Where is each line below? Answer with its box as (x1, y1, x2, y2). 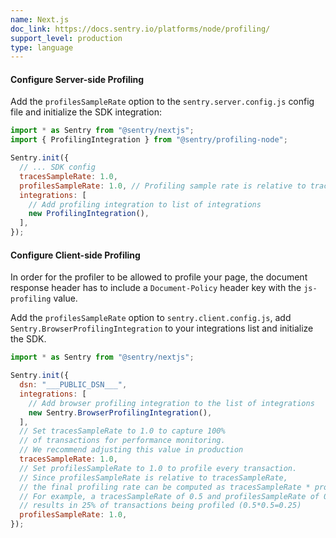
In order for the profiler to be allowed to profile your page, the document (10, 271, 308, 283)
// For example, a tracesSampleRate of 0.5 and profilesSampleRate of (19, 491, 320, 501)
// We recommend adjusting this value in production (19, 445, 244, 455)
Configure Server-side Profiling (10, 73, 145, 85)
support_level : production (10, 33, 123, 43)
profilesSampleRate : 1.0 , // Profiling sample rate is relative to (19, 181, 307, 191)
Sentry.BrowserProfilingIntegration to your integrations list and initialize (10, 322, 314, 335)
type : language (10, 42, 74, 53)
